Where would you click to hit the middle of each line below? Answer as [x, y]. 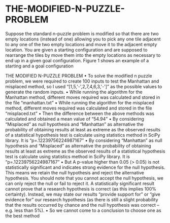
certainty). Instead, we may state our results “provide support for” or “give [83, 194]
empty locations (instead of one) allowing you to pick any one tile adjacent [83, 39]
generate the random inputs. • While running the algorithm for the [74, 92]
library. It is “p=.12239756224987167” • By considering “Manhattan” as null [84, 140]
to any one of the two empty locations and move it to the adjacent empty [81, 44]
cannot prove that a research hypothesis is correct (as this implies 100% [81, 189]
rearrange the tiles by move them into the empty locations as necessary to [83, 55]
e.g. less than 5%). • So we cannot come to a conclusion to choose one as [83, 210]
